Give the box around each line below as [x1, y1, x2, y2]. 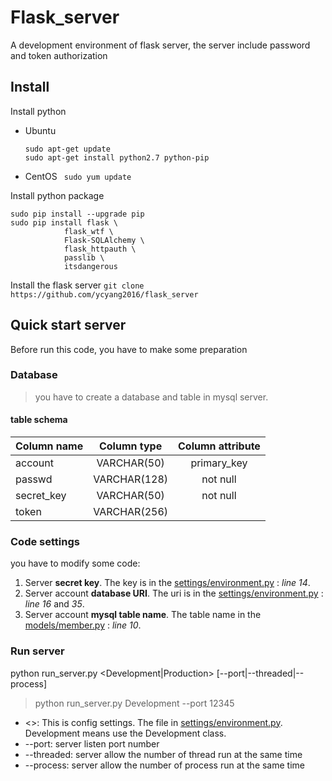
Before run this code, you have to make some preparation [10, 343, 248, 355]
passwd [15, 472, 53, 486]
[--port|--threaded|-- [216, 667, 305, 679]
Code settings [10, 534, 80, 548]
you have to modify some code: [10, 557, 141, 570]
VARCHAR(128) [93, 472, 169, 486]
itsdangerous [63, 261, 118, 271]
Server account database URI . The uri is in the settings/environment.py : [24, 587, 324, 600]
